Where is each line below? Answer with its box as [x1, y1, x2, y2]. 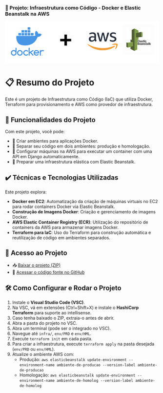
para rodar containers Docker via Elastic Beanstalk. [12, 204, 115, 209]
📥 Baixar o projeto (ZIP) [12, 262, 61, 268]
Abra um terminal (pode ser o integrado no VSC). [12, 325, 111, 331]
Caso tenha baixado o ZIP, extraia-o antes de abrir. [12, 315, 115, 321]
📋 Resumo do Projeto [5, 77, 95, 88]
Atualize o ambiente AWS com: [12, 351, 74, 357]
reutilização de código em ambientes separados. [12, 234, 111, 241]
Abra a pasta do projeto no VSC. [12, 320, 78, 326]
